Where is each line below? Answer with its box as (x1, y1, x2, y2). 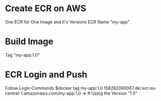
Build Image (5, 36, 54, 47)
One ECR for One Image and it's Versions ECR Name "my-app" (5, 19, 130, 25)
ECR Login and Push (5, 69, 88, 80)
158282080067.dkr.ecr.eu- (103, 85, 157, 91)
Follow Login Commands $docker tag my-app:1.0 (5, 85, 103, 91)
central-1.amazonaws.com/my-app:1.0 (5, 90, 81, 96)
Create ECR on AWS (5, 3, 87, 14)
